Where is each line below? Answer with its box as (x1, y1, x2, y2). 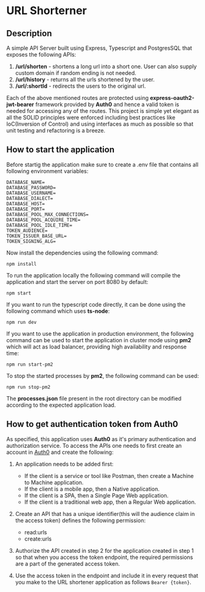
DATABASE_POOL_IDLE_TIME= (6, 222, 72, 228)
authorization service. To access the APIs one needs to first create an (6, 442, 182, 449)
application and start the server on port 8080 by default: (6, 278, 149, 285)
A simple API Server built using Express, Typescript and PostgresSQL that (6, 44, 193, 52)
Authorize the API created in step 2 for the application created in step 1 (15, 547, 194, 554)
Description (6, 28, 52, 39)
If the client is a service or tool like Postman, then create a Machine (24, 472, 194, 479)
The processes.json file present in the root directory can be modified (6, 394, 182, 402)
